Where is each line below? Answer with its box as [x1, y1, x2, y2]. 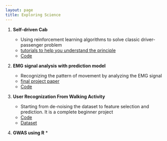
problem [44, 42, 62, 48]
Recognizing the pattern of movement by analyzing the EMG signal [20, 72, 162, 78]
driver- [141, 36, 156, 43]
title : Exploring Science [5, 12, 61, 17]
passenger [20, 42, 44, 48]
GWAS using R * [12, 129, 48, 136]
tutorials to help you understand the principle [20, 47, 116, 53]
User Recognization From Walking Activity [12, 93, 105, 99]
